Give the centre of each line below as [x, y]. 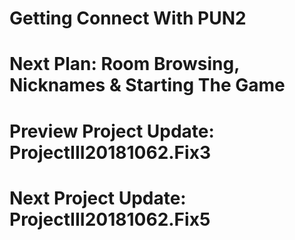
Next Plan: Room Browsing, [124, 64]
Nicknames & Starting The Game [147, 85]
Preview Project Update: [112, 131]
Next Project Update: [98, 198]
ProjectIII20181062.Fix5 [110, 219]
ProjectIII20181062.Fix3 [110, 152]
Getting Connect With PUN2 [128, 18]
